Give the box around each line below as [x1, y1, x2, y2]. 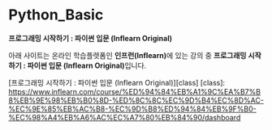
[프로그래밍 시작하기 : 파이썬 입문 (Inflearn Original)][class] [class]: [8, 78, 226, 87]
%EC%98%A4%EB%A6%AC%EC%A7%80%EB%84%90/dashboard [8, 112, 241, 122]
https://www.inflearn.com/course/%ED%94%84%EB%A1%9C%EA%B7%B [8, 86, 261, 96]
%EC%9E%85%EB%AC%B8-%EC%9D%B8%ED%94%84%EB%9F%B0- [8, 103, 257, 114]
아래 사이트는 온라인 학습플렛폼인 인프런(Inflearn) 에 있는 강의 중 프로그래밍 [8, 50, 247, 60]
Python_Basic [8, 6, 104, 24]
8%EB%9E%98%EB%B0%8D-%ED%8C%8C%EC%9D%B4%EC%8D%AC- [8, 95, 264, 105]
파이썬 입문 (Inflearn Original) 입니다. [27, 61, 147, 70]
